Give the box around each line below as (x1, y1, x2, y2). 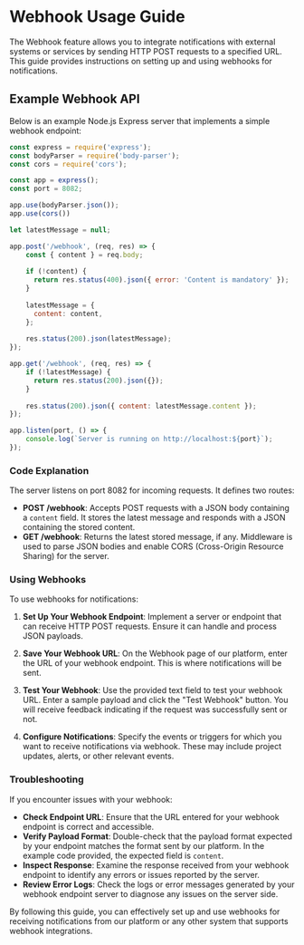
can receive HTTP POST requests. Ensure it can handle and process (22, 621, 278, 632)
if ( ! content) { (25, 267, 88, 276)
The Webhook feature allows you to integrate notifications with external (9, 36, 276, 47)
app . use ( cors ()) (9, 209, 71, 218)
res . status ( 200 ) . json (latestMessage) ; (25, 334, 172, 343)
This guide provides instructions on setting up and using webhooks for (9, 55, 273, 66)
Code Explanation (9, 464, 90, 477)
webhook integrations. (9, 925, 93, 936)
